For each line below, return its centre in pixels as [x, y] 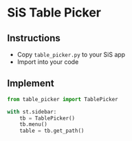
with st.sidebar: [32, 111]
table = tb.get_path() [52, 131]
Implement [31, 84]
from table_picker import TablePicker [63, 99]
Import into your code [48, 62]
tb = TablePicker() [47, 118]
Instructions [34, 38]
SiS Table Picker [54, 13]
